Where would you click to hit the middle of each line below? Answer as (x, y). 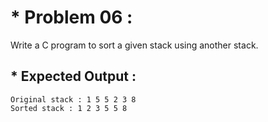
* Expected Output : (73, 76)
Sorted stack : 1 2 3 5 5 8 (69, 108)
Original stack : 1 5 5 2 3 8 (73, 99)
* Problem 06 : (71, 17)
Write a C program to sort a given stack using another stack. (134, 45)
